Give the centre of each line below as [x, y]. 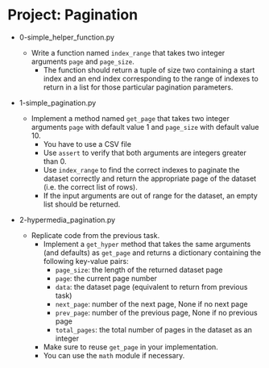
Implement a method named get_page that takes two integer [130, 118]
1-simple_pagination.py [58, 102]
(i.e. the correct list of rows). [90, 186]
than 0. [55, 161]
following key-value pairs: [86, 261]
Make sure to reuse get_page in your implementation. [130, 347]
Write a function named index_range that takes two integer [128, 52]
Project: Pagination [73, 15]
